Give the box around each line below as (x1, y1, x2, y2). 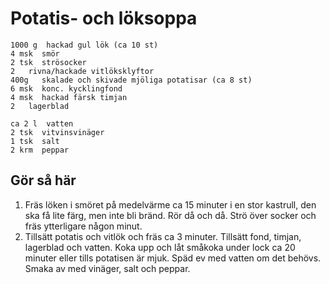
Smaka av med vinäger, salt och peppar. (24, 262, 191, 274)
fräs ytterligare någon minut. (24, 220, 143, 232)
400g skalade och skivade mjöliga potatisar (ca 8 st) (10, 75, 253, 85)
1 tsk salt (10, 136, 60, 146)
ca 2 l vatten (10, 118, 74, 129)
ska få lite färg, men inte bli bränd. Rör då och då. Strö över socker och (24, 209, 317, 221)
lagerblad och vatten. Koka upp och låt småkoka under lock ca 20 (24, 241, 296, 253)
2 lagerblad (10, 101, 70, 111)
